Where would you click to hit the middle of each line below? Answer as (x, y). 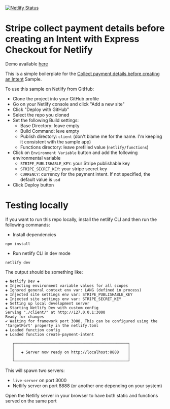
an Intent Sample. (24, 79)
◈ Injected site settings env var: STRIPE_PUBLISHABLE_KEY (69, 294)
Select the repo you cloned (41, 115)
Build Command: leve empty (50, 131)
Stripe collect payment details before (85, 28)
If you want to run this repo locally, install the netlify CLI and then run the (81, 219)
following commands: (28, 225)
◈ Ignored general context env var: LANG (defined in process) (74, 290)
